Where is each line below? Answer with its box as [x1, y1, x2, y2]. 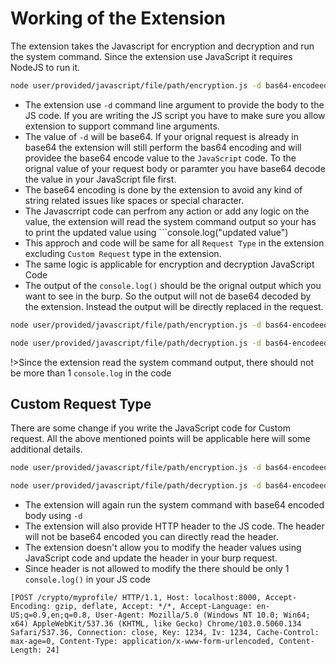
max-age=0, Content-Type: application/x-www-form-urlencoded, [10, 637, 275, 647]
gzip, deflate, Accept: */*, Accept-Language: [54, 602, 253, 612]
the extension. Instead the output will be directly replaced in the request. [24, 300, 324, 312]
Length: [10, 645, 43, 656]
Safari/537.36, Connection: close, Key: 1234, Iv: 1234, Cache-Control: [10, 628, 320, 638]
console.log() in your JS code [24, 573, 151, 586]
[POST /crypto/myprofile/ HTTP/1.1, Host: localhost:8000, [10, 593, 262, 603]
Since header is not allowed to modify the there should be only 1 [24, 563, 290, 575]
